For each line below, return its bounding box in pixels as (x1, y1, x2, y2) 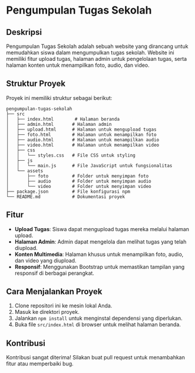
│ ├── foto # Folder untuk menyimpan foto (6, 173, 149, 179)
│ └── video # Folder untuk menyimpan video (6, 183, 151, 189)
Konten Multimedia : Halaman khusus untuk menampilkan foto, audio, (14, 251, 184, 258)
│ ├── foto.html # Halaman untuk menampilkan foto (6, 131, 157, 138)
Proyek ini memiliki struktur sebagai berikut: (6, 94, 113, 101)
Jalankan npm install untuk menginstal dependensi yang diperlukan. (14, 314, 183, 322)
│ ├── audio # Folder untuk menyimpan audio (6, 178, 151, 184)
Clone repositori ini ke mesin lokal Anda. (14, 302, 113, 309)
